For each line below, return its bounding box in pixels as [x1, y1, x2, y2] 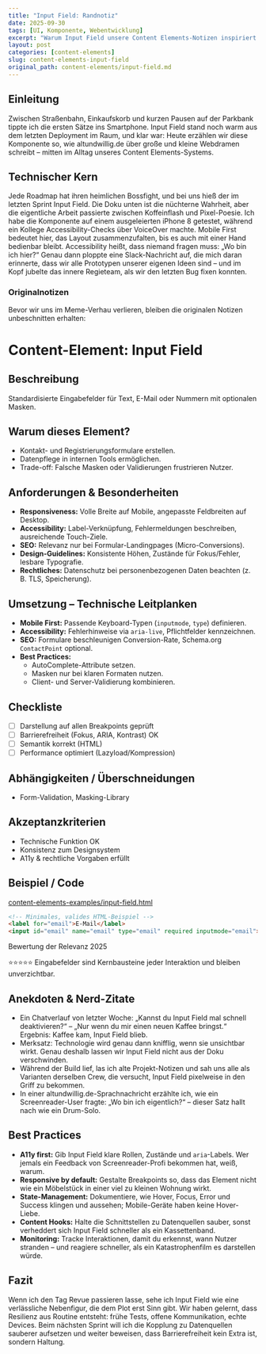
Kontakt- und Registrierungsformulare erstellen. [19, 446, 176, 456]
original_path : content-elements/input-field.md [8, 63, 172, 71]
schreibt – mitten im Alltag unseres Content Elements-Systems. [8, 147, 214, 157]
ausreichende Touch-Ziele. [19, 532, 108, 541]
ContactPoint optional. [19, 644, 93, 653]
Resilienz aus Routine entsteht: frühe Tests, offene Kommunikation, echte [8, 1311, 247, 1321]
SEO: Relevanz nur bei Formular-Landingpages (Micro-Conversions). [19, 541, 245, 550]
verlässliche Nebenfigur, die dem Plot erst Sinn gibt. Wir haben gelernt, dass [8, 1303, 257, 1313]
